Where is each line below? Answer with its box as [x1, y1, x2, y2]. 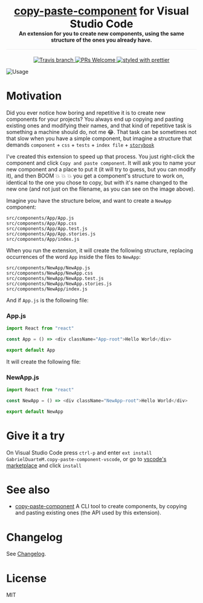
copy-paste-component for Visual [14, 4, 189, 18]
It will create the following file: [6, 358, 81, 365]
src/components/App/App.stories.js [6, 231, 96, 237]
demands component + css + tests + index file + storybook [6, 141, 155, 148]
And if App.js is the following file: [6, 296, 89, 304]
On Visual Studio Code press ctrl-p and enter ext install [6, 448, 152, 456]
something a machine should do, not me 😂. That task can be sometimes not [6, 128, 197, 135]
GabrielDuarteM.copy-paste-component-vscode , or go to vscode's [6, 455, 167, 462]
